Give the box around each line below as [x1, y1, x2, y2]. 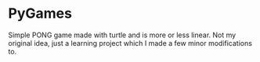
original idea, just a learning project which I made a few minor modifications [8, 38, 253, 47]
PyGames [8, 5, 73, 22]
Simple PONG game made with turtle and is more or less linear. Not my [8, 30, 237, 40]
